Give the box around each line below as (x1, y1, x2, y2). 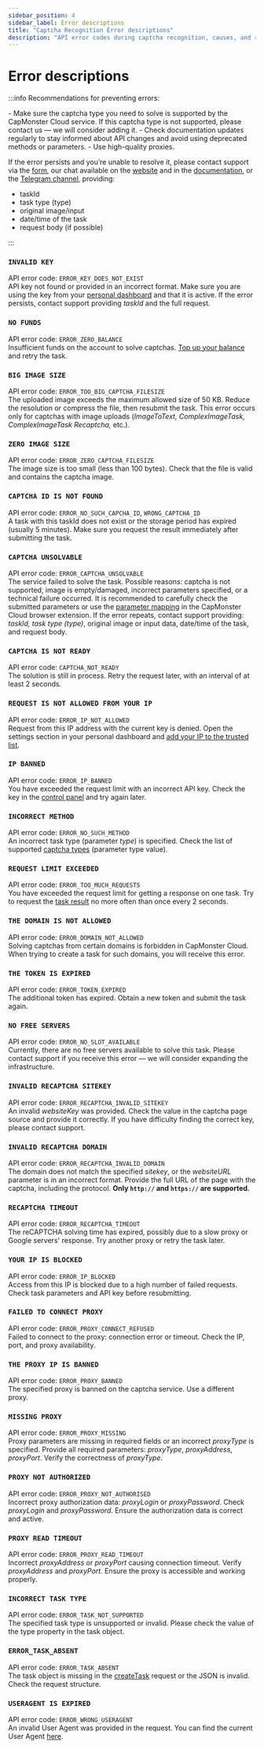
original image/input (19, 206, 85, 216)
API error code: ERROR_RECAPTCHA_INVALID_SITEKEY (8, 1097, 169, 1107)
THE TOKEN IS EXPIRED (8, 969, 91, 978)
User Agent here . (8, 1731, 64, 1740)
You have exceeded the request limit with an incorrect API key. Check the (8, 784, 246, 793)
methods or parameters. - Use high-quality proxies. (8, 142, 175, 152)
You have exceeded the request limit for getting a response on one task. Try (8, 889, 254, 898)
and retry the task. (8, 351, 68, 361)
